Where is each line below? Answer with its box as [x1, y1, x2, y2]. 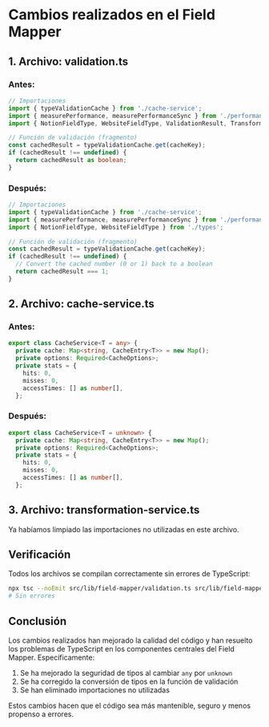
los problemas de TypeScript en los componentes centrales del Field [8, 644, 235, 653]
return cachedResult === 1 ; [15, 267, 110, 276]
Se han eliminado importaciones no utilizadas [19, 684, 171, 695]
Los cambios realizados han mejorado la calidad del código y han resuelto [8, 636, 253, 645]
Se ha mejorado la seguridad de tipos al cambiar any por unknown [19, 668, 233, 677]
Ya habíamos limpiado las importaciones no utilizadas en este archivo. [8, 524, 239, 534]
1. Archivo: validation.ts [8, 55, 129, 68]
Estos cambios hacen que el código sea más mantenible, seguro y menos [8, 701, 251, 710]
